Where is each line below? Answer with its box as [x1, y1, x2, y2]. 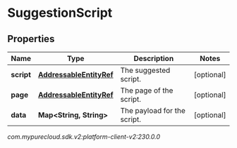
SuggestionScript [7, 5, 113, 21]
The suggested [120, 65, 171, 75]
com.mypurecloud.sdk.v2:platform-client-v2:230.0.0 [7, 133, 161, 141]
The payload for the [120, 106, 186, 115]
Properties [7, 33, 55, 45]
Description [133, 54, 174, 63]
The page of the [120, 86, 174, 95]
